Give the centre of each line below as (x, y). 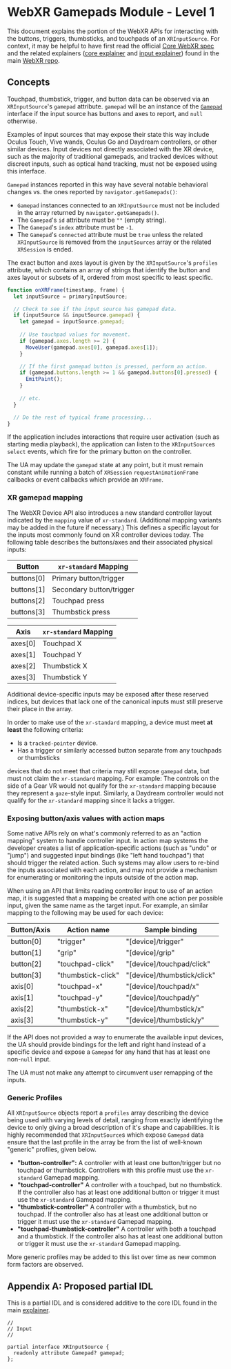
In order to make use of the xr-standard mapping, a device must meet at (110, 722)
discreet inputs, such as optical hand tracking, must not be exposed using (112, 164)
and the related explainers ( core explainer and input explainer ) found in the (113, 53)
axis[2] (22, 1008)
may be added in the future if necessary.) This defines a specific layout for (113, 527)
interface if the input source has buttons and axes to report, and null (105, 113)
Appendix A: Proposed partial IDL (80, 1286)
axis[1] (22, 997)
